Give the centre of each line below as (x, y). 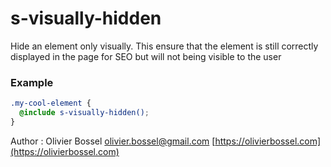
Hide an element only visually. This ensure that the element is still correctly (164, 46)
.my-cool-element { (51, 103)
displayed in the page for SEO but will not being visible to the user (146, 56)
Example (32, 82)
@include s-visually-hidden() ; (84, 113)
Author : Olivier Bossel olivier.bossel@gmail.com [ (113, 141)
